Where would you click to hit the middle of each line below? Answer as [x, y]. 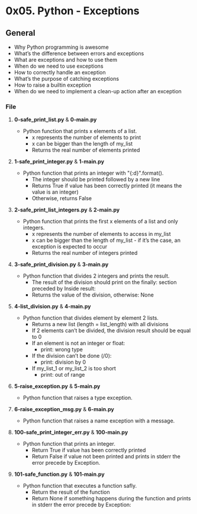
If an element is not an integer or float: [78, 343]
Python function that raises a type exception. [77, 398]
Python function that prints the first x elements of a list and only [101, 222]
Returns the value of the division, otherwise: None [93, 295]
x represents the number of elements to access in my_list [101, 234]
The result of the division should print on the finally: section [104, 282]
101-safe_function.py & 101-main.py [59, 474]
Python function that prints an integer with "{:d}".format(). [93, 173]
